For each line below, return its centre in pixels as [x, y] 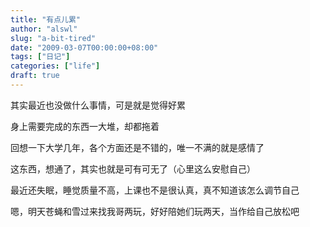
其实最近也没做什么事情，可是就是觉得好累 [98, 105]
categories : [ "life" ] [55, 66]
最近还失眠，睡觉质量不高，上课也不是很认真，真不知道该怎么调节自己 [155, 190]
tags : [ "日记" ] [40, 57]
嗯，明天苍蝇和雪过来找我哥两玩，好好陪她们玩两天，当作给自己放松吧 [155, 211]
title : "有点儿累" [46, 19]
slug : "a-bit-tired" [53, 38]
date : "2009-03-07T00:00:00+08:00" [84, 47]
